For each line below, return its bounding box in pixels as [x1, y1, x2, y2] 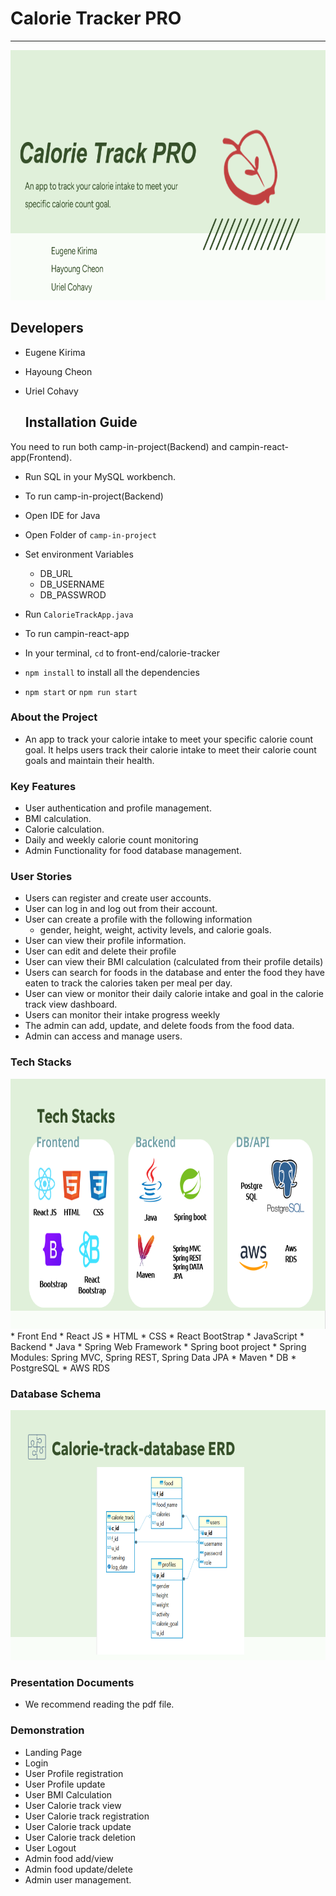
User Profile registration [24, 1767, 124, 1779]
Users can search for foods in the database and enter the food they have [24, 967, 325, 979]
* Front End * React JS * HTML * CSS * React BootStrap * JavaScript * [10, 1330, 305, 1342]
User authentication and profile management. [24, 802, 212, 814]
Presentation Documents [10, 1675, 135, 1689]
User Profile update [24, 1778, 106, 1790]
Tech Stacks [10, 1055, 72, 1069]
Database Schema [10, 1387, 102, 1401]
